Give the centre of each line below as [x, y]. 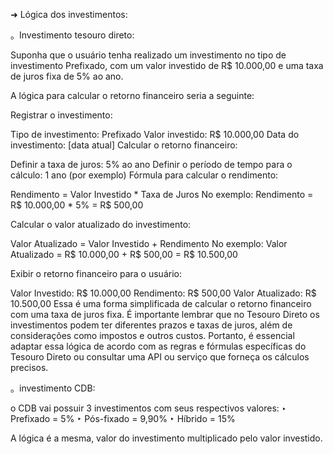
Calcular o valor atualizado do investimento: [101, 224]
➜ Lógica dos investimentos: [69, 14]
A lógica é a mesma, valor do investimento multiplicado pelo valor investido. [166, 438]
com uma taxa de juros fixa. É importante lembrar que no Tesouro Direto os [165, 314]
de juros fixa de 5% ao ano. [67, 76]
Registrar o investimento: [61, 115]
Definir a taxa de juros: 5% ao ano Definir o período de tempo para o [151, 164]
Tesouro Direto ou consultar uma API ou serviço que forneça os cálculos [160, 357]
